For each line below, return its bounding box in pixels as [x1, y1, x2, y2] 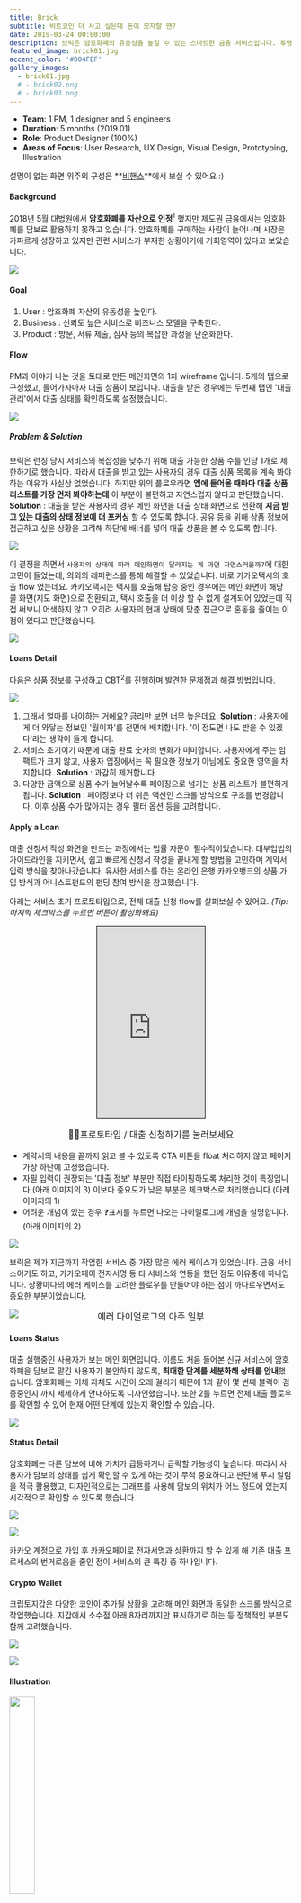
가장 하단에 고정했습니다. [22, 1161, 110, 1172]
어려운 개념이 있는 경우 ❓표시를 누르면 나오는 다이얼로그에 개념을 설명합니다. [22, 1206, 289, 1217]
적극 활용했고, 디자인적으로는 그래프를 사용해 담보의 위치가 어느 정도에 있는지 [18, 1481, 288, 1491]
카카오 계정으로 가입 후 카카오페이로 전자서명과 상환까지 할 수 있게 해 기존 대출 [9, 1545, 283, 1556]
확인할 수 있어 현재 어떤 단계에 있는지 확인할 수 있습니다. [18, 1399, 216, 1409]
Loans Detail [9, 653, 57, 664]
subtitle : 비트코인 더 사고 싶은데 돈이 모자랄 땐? [9, 22, 177, 31]
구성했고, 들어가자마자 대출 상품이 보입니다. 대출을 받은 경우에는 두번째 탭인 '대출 [9, 382, 292, 393]
